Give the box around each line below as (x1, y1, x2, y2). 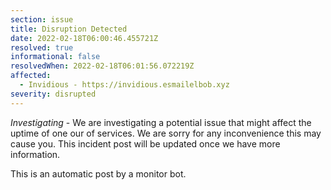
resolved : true (10, 42, 74, 53)
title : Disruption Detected (10, 24, 128, 34)
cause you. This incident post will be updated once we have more (10, 137, 281, 150)
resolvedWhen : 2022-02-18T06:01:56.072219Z (10, 61, 195, 71)
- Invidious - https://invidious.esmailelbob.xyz (19, 80, 230, 90)
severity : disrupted (10, 89, 97, 99)
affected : (10, 71, 52, 81)
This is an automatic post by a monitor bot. (10, 167, 187, 180)
